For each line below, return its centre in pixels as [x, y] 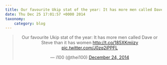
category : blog [30, 23]
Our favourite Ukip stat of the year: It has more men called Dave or [90, 37]
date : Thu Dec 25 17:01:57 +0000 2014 [45, 14]
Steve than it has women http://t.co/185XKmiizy [89, 43]
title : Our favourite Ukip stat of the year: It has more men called [79, 10]
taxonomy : [15, 19]
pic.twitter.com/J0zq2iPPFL [90, 48]
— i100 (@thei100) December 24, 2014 [90, 58]
